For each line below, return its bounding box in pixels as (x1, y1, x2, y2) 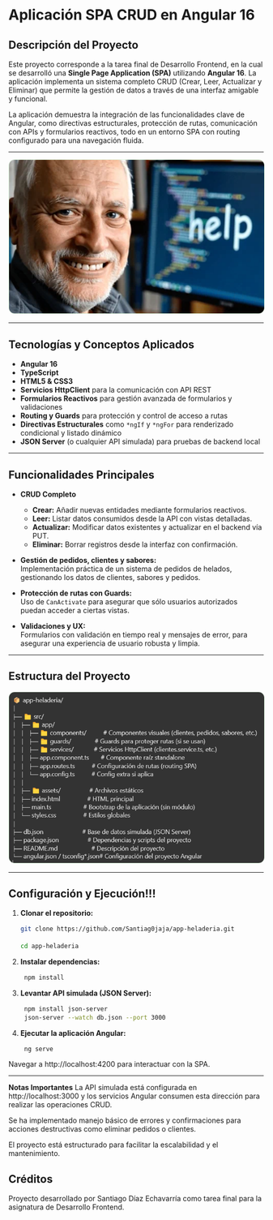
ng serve (23, 1045, 54, 1053)
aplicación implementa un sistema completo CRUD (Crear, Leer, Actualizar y (8, 77, 262, 86)
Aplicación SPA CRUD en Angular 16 (8, 6, 255, 24)
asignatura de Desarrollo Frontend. (8, 1202, 125, 1212)
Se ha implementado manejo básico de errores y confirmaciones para (8, 1115, 241, 1125)
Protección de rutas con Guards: (19, 588, 132, 598)
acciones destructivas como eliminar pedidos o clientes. (8, 1124, 197, 1134)
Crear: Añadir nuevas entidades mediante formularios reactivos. (32, 505, 247, 514)
